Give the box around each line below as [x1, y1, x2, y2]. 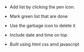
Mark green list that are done [9, 13, 68, 19]
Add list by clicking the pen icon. [9, 4, 75, 10]
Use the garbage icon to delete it [9, 23, 76, 28]
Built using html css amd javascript [9, 41, 80, 47]
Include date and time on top [9, 32, 67, 38]
